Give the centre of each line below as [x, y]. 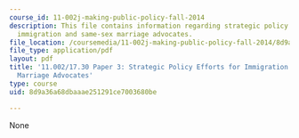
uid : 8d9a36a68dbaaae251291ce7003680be [83, 92]
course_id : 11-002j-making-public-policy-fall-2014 [107, 17]
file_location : [37, 42]
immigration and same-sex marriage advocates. [105, 34]
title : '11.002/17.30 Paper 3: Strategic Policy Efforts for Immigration [149, 68]
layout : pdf [31, 59]
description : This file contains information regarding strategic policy [149, 26]
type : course [33, 84]
